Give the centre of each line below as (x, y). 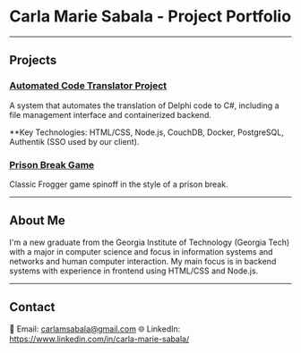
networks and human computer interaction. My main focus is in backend (143, 261)
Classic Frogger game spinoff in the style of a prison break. (119, 184)
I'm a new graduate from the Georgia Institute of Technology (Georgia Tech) (150, 242)
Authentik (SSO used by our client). (74, 141)
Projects (33, 60)
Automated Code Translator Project (88, 86)
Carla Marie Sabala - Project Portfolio (150, 17)
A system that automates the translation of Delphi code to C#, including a (144, 105)
